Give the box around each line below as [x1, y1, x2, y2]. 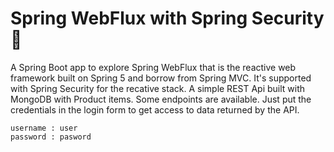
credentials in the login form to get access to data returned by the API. [10, 103, 300, 116]
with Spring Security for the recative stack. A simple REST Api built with [10, 82, 306, 94]
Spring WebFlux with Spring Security [10, 7, 325, 30]
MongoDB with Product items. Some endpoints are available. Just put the [10, 93, 312, 105]
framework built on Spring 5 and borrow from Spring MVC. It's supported [10, 72, 312, 84]
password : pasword [10, 132, 92, 142]
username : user [10, 123, 78, 133]
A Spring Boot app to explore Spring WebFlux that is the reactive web [10, 61, 297, 73]
